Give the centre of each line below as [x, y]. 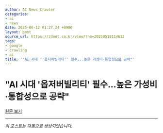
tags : [10, 41]
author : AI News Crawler [30, 9]
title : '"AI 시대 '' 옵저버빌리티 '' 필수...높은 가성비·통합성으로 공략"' [70, 59]
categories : [17, 14]
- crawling [16, 50]
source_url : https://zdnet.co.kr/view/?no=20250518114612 [65, 37]
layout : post [18, 32]
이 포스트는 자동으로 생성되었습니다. [39, 126]
